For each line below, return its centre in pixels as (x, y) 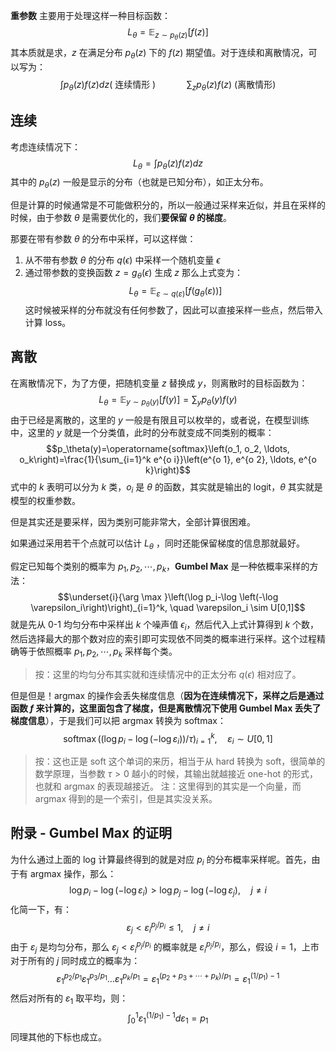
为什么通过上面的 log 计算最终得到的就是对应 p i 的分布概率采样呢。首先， (161, 860)
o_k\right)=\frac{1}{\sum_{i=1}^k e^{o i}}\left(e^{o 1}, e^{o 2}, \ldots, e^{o (168, 459)
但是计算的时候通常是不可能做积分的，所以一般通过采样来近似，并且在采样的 (168, 205)
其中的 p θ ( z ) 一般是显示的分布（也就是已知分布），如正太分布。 (139, 183)
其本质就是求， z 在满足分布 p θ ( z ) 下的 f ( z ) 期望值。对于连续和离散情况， (159, 54)
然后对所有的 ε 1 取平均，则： (69, 999)
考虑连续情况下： (45, 146)
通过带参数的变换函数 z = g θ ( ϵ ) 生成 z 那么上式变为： (133, 274)
